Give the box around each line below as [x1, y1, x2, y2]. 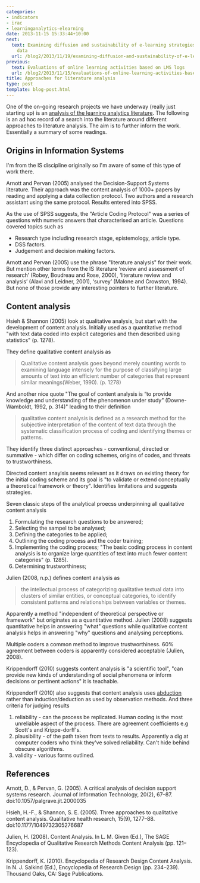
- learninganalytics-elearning [6, 25, 84, 32]
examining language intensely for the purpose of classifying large [20, 366, 182, 373]
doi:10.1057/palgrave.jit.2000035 [6, 798, 86, 805]
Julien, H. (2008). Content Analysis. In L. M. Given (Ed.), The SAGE [6, 833, 170, 841]
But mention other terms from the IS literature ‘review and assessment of [6, 265, 185, 272]
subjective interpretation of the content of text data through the [20, 421, 176, 428]
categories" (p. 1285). [14, 556, 68, 563]
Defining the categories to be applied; [14, 530, 108, 538]
